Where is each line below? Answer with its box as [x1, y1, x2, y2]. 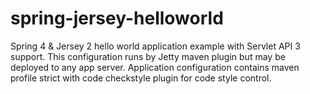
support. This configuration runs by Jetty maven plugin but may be [10, 50, 286, 62]
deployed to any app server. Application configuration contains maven [10, 61, 300, 73]
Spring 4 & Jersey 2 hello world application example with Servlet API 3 [10, 40, 301, 52]
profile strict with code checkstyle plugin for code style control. [10, 72, 272, 84]
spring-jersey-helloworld [10, 7, 224, 30]
